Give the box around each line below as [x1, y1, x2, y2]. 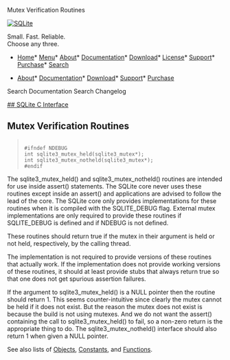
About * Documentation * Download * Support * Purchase [16, 74, 174, 82]
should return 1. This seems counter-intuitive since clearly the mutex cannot [7, 295, 222, 304]
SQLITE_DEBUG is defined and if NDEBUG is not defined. [7, 218, 169, 226]
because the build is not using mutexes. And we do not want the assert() [7, 310, 213, 318]
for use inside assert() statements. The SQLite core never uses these [7, 182, 202, 190]
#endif [23, 162, 43, 169]
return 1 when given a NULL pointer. [7, 332, 108, 340]
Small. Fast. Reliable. [7, 32, 66, 41]
